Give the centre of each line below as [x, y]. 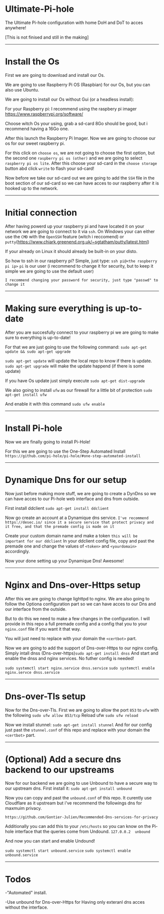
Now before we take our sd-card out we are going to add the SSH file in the [80, 178]
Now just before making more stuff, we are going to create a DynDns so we [81, 493]
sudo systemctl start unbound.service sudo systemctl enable [68, 851]
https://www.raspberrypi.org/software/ [44, 114]
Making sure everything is [59, 308]
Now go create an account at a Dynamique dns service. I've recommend [77, 518]
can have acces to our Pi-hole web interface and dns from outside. [72, 499]
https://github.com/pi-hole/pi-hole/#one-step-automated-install [73, 456]
